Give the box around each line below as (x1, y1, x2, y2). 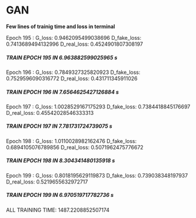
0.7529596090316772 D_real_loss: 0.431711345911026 (6, 74, 137, 82)
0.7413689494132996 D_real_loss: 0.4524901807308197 (6, 40, 143, 47)
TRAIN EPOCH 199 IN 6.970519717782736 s (6, 192, 114, 199)
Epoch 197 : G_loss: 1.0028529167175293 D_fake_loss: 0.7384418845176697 (6, 103, 191, 110)
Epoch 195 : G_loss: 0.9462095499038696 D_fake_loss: (6, 34, 142, 41)
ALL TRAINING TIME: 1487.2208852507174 (6, 206, 110, 213)
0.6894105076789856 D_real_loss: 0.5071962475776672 (6, 144, 144, 151)
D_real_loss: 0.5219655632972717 (6, 178, 88, 185)
